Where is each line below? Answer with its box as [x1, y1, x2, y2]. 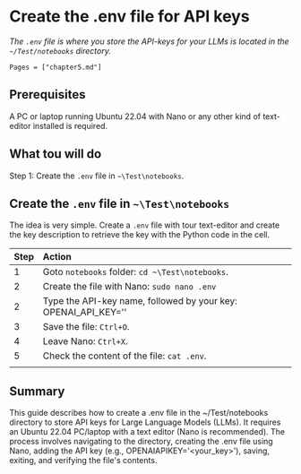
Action [42, 251, 72, 263]
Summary [9, 384, 65, 399]
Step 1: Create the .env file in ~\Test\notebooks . [9, 170, 185, 181]
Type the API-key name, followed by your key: [42, 295, 237, 307]
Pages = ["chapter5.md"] [9, 63, 102, 72]
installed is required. [32, 120, 108, 131]
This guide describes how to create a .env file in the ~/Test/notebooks [9, 408, 269, 418]
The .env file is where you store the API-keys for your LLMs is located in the [9, 36, 289, 47]
